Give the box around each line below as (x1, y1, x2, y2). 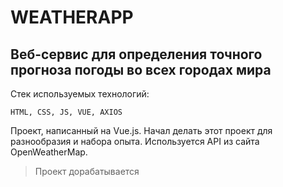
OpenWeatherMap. (10, 146, 88, 158)
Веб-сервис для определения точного (10, 46, 263, 63)
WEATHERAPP (10, 6, 134, 29)
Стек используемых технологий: (10, 88, 150, 100)
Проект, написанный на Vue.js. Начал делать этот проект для (10, 125, 273, 136)
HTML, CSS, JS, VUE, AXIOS (10, 107, 123, 117)
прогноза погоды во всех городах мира (10, 61, 272, 78)
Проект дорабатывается (34, 166, 140, 177)
